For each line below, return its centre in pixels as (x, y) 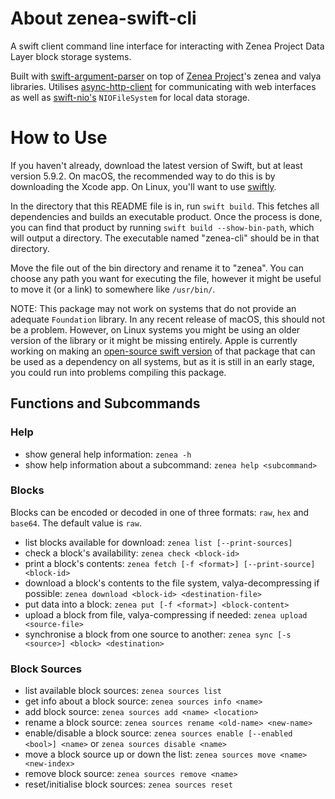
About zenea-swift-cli (103, 18)
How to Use (59, 138)
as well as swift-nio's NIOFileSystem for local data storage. (130, 97)
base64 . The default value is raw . (76, 523)
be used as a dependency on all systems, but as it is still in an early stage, (162, 361)
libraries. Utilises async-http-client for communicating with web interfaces (163, 86)
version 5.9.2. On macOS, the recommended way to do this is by (143, 176)
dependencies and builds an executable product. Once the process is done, (166, 216)
